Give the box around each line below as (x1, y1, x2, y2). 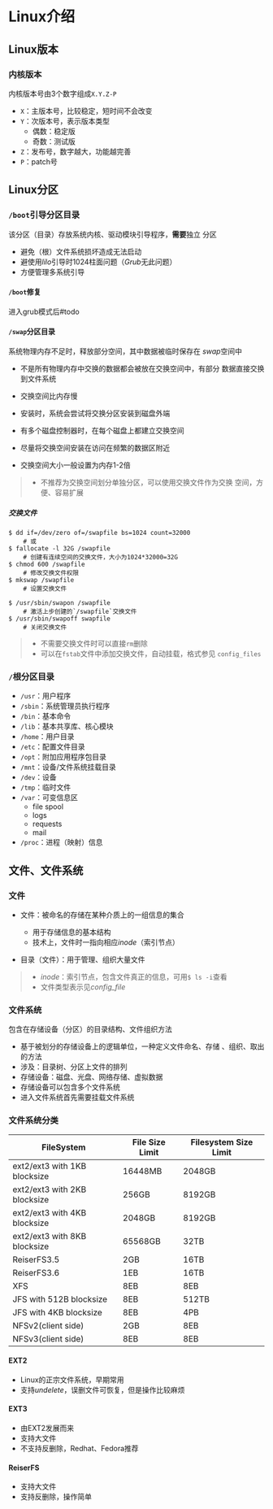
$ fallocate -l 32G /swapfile (8, 544, 111, 553)
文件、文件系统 (8, 863, 84, 877)
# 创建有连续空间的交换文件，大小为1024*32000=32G (23, 553, 179, 561)
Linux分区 (8, 183, 58, 197)
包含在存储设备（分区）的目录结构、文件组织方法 (8, 1024, 172, 1034)
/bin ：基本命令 (19, 711, 71, 721)
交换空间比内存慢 (19, 391, 78, 401)
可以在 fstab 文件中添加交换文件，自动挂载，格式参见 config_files (40, 648, 262, 659)
